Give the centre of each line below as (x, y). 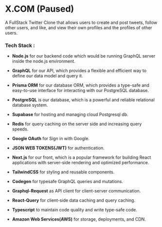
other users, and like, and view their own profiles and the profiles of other (79, 27)
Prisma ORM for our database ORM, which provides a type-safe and (81, 85)
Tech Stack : (20, 45)
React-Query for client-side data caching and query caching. (73, 200)
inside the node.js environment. (44, 61)
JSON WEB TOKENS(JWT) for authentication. (58, 148)
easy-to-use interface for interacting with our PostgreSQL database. (81, 91)
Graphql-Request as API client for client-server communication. (76, 191)
